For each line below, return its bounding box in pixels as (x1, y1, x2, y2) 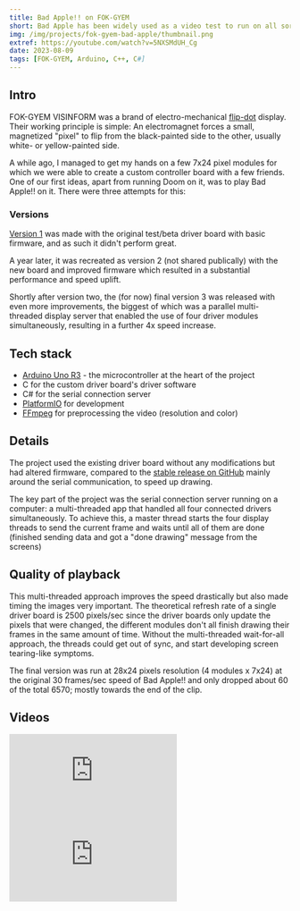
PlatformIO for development (21, 398, 125, 409)
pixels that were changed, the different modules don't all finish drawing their (9, 619, 290, 630)
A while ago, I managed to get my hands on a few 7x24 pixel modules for (9, 157, 278, 168)
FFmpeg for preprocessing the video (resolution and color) (21, 408, 238, 418)
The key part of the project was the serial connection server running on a (9, 493, 279, 504)
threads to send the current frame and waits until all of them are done (9, 522, 265, 533)
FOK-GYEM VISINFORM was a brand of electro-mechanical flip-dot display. (9, 111, 287, 122)
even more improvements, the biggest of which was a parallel (9, 301, 236, 312)
